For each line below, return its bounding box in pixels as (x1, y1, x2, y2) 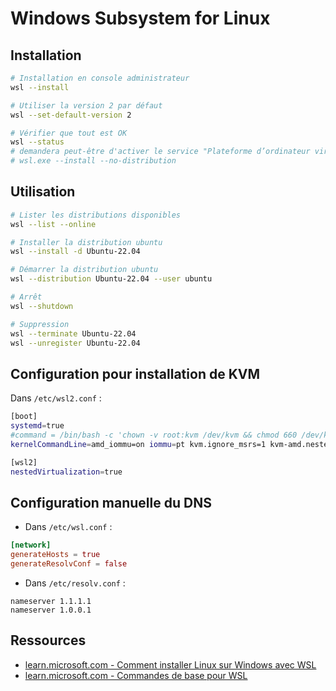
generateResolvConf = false (10, 559, 128, 569)
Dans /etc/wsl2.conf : (10, 392, 102, 404)
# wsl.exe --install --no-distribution (10, 156, 177, 166)
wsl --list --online (10, 219, 97, 229)
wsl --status (10, 137, 65, 147)
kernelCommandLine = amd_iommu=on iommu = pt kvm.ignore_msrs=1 (10, 439, 267, 449)
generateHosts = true (10, 550, 101, 560)
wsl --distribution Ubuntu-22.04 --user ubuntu (10, 274, 213, 284)
